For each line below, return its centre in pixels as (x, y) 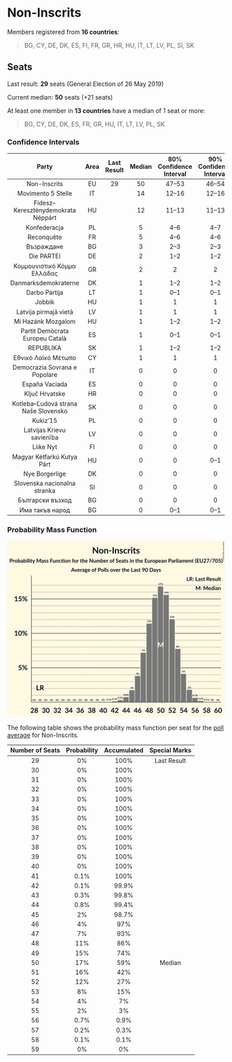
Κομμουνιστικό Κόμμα (45, 266)
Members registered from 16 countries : (63, 32)
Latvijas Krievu (45, 430)
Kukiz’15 (45, 420)
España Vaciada (45, 384)
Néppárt (45, 218)
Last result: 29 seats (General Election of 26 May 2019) (86, 84)
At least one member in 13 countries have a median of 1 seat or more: (106, 110)
